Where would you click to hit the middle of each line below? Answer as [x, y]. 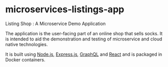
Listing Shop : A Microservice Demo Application [56, 24]
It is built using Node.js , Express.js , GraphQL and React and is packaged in [84, 54]
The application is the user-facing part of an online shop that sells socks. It [84, 33]
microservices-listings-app [65, 9]
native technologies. [27, 44]
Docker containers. [25, 59]
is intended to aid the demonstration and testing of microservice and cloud [84, 39]
